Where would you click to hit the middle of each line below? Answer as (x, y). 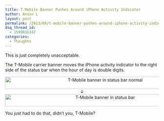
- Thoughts (20, 41)
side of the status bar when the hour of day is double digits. (65, 70)
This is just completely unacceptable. (42, 55)
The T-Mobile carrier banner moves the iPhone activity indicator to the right (81, 64)
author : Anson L (21, 14)
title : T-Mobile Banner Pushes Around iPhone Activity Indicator (73, 10)
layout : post (18, 19)
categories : (17, 37)
